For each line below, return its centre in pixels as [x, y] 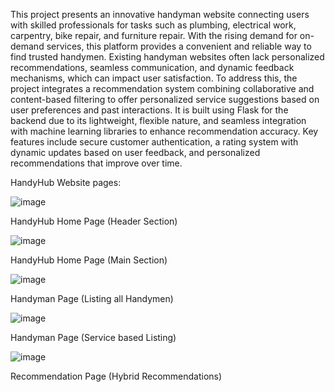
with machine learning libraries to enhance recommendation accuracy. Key [164, 131]
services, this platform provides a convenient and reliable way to [179, 46]
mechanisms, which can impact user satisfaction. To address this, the [154, 78]
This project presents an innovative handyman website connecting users [160, 14]
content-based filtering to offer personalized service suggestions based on [165, 99]
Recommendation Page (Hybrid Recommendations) [116, 376]
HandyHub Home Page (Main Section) [89, 260]
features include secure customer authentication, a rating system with [154, 142]
